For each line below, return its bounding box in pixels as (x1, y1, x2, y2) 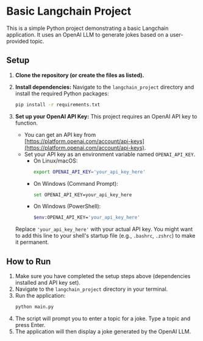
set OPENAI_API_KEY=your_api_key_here (33, 191, 132, 198)
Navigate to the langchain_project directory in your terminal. (15, 285, 168, 293)
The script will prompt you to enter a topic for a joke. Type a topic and (15, 315, 191, 322)
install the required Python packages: (15, 90, 109, 97)
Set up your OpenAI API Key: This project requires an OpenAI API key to (15, 112, 198, 120)
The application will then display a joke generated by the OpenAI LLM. (15, 328, 191, 335)
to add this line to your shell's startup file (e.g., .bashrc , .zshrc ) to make (15, 232, 196, 240)
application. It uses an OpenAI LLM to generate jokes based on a (6, 31, 169, 38)
